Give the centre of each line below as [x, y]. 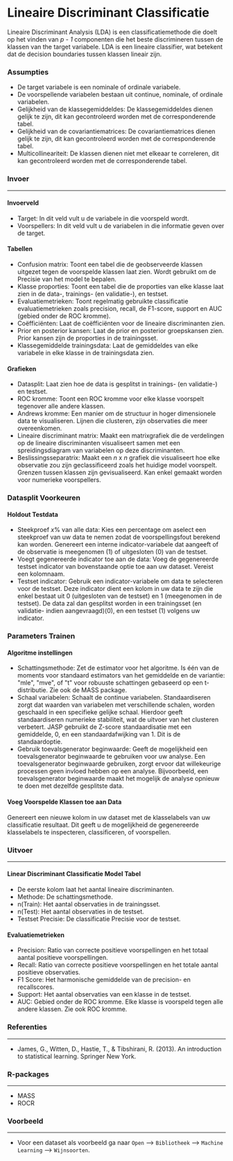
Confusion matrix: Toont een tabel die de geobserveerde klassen [110, 264]
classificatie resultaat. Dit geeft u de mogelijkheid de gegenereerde [103, 825]
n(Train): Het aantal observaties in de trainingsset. [89, 904]
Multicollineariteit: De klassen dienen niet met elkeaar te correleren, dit [118, 153]
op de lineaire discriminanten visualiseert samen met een [98, 443]
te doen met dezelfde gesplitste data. [70, 786]
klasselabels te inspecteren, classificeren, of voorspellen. [89, 832]
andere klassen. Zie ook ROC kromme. [72, 1009]
